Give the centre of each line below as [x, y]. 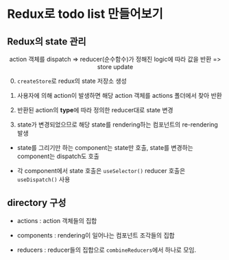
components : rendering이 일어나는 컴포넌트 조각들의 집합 [96, 235]
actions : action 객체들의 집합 [57, 220]
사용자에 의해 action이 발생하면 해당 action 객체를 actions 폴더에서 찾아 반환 [120, 95]
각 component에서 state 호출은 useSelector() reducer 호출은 [101, 171]
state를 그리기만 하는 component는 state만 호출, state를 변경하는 [105, 147]
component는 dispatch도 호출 [58, 156]
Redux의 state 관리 [47, 41]
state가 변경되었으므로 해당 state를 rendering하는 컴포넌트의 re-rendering [117, 125]
